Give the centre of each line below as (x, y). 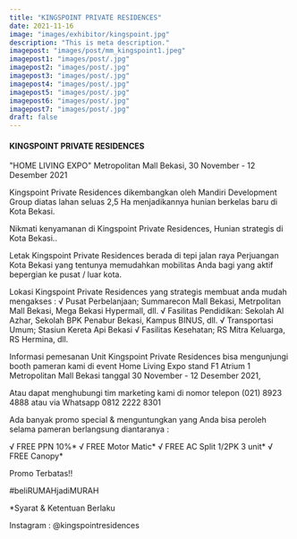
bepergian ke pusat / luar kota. (66, 274)
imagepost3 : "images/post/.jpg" (69, 76)
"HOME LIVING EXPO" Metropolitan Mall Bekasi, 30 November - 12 (132, 165)
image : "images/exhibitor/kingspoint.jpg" (89, 34)
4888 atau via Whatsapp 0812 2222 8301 (85, 402)
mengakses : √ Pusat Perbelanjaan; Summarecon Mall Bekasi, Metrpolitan (145, 301)
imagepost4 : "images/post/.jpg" (69, 84)
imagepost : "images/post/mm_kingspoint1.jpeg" (98, 51)
